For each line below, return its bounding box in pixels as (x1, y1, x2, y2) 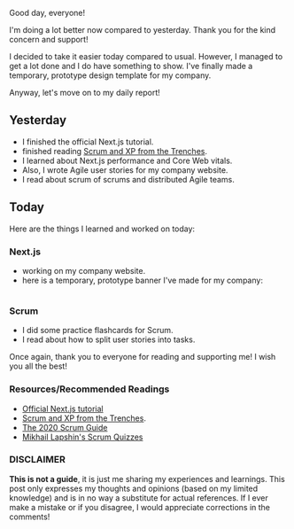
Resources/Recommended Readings (9, 383, 170, 395)
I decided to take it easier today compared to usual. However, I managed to (9, 51, 283, 61)
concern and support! (9, 35, 89, 44)
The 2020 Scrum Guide (21, 422, 108, 432)
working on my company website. (21, 265, 146, 276)
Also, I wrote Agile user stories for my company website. (21, 164, 228, 175)
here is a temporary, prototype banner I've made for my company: (21, 275, 264, 285)
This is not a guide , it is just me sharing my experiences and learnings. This (9, 473, 285, 484)
